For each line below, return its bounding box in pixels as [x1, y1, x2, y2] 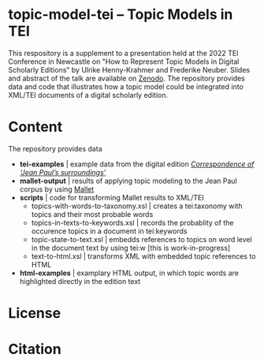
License [8, 304, 61, 323]
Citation [8, 341, 61, 358]
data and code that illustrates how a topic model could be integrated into [8, 81, 244, 91]
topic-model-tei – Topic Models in [8, 6, 233, 24]
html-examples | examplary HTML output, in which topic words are [19, 268, 239, 278]
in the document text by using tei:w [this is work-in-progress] [31, 243, 231, 252]
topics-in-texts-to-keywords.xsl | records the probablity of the [31, 218, 234, 227]
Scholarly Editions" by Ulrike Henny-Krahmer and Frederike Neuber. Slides [8, 65, 251, 74]
